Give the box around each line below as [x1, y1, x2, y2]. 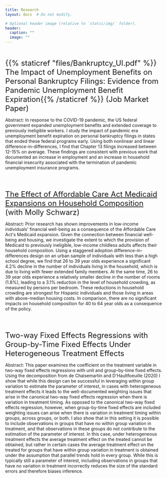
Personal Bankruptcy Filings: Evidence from [5, 76, 159, 86]
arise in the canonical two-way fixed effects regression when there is [5, 394, 147, 400]
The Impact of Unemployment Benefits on [5, 67, 153, 77]
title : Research [5, 7, 39, 12]
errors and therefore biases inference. [5, 468, 83, 474]
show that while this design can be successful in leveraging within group [5, 378, 155, 384]
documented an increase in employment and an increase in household [5, 154, 150, 160]
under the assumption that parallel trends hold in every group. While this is [5, 453, 159, 458]
